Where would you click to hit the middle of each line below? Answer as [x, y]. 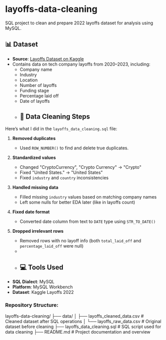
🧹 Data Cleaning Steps [55, 117]
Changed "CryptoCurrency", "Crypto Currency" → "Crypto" [81, 167]
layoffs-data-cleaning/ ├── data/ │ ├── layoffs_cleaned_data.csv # [75, 316]
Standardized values [34, 157]
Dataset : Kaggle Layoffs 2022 [43, 292]
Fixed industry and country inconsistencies [64, 178]
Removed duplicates [34, 138]
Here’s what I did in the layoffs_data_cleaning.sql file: [61, 129]
